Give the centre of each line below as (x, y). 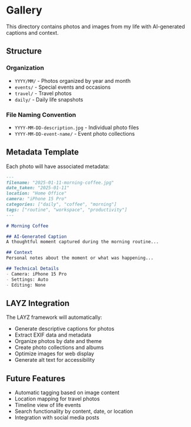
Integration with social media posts (57, 418)
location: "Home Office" (36, 194)
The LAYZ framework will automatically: (54, 317)
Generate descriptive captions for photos (64, 329)
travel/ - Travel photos (43, 93)
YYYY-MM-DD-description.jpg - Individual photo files (77, 127)
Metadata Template (43, 152)
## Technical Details (33, 269)
